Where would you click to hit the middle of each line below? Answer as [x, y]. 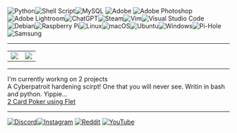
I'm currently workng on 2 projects [57, 79]
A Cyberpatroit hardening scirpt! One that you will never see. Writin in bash [116, 86]
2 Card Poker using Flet [42, 102]
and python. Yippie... [37, 94]
